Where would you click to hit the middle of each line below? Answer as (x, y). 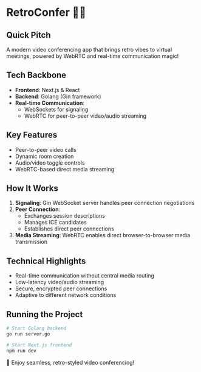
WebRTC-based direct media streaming (65, 169)
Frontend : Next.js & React (47, 90)
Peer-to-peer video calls (46, 149)
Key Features (32, 135)
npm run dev (21, 351)
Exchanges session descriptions (64, 216)
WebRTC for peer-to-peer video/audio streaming (85, 116)
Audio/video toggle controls (50, 163)
